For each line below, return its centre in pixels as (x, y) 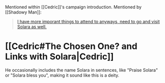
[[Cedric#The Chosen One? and (71, 46)
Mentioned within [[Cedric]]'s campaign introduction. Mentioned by (73, 7)
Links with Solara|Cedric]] (59, 57)
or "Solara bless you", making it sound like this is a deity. (62, 75)
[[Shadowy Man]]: (23, 12)
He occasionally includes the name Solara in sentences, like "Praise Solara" (82, 70)
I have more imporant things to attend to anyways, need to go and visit (88, 22)
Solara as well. (32, 27)
